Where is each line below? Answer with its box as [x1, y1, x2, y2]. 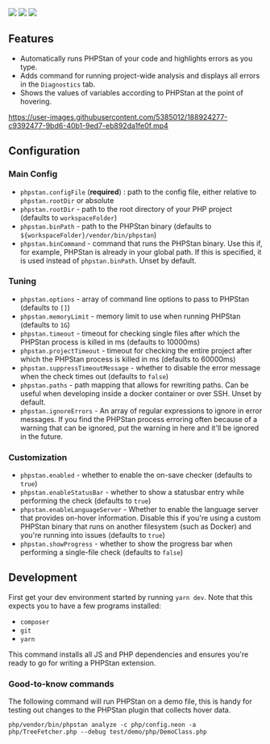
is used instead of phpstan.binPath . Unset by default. [19, 256, 197, 265]
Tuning [8, 276, 37, 287]
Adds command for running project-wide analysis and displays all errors [19, 70, 260, 80]
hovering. [19, 96, 52, 106]
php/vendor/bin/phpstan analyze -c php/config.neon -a [8, 721, 197, 729]
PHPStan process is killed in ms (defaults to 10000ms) [19, 336, 200, 347]
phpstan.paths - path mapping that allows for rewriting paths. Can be [19, 380, 249, 390]
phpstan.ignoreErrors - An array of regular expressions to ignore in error [19, 405, 263, 416]
